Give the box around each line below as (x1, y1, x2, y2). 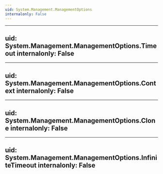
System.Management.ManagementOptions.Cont (5, 79, 156, 87)
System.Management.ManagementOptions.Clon (5, 116, 156, 124)
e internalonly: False (5, 124, 68, 132)
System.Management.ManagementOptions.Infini (5, 154, 158, 162)
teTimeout (5, 161, 37, 170)
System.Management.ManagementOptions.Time (5, 42, 157, 50)
